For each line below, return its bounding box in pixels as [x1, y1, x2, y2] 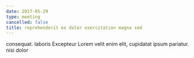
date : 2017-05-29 [6, 8, 49, 14]
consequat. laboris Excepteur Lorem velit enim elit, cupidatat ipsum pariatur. [6, 41, 189, 48]
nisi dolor [6, 47, 29, 54]
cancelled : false [6, 19, 49, 25]
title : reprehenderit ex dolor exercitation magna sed [6, 24, 143, 31]
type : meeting [6, 14, 41, 20]
